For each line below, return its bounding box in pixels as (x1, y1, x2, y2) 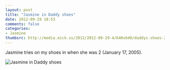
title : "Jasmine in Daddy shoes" (5, 12, 76, 17)
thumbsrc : (5, 36, 26, 41)
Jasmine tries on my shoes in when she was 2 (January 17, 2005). (5, 49, 143, 55)
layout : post (5, 7, 33, 13)
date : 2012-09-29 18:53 (5, 17, 56, 22)
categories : (5, 26, 30, 31)
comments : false (5, 21, 39, 27)
